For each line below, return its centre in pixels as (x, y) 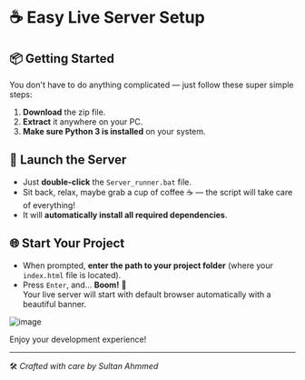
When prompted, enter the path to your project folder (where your (148, 265)
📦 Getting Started (62, 59)
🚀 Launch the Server (68, 160)
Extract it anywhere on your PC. (83, 122)
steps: (21, 95)
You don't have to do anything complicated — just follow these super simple (152, 85)
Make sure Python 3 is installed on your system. (114, 131)
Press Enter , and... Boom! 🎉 (74, 285)
